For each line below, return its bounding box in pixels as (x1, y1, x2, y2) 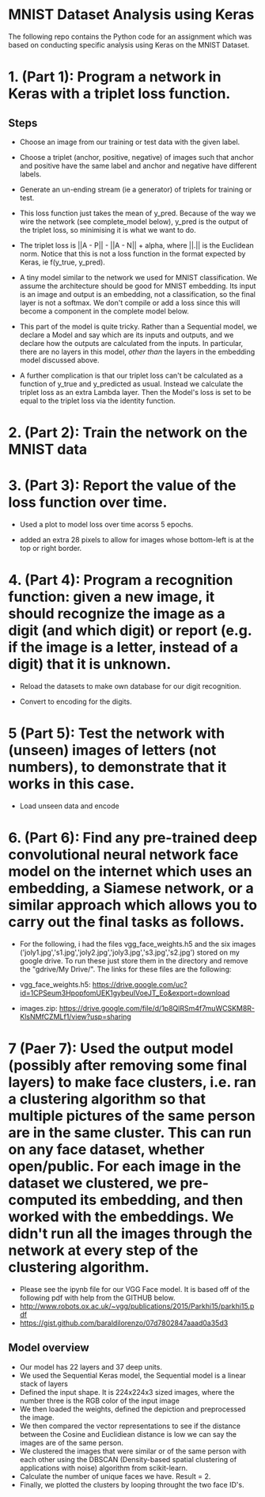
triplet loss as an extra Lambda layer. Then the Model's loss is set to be (19, 387, 252, 397)
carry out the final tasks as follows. (8, 913, 245, 931)
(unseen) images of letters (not (8, 742, 217, 759)
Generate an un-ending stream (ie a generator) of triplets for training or (19, 184, 252, 194)
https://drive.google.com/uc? (92, 979, 187, 989)
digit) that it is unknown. (8, 655, 172, 674)
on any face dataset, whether (8, 1141, 205, 1159)
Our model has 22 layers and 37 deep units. (19, 1362, 162, 1371)
